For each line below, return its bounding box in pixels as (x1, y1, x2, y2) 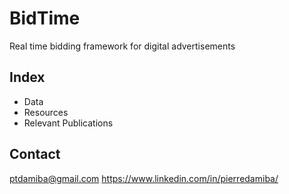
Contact (9, 146, 61, 163)
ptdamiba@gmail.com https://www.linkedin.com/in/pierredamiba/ (9, 172, 279, 184)
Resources (23, 106, 69, 118)
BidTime (9, 7, 81, 30)
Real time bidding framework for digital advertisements (9, 40, 236, 52)
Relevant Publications (23, 117, 114, 129)
